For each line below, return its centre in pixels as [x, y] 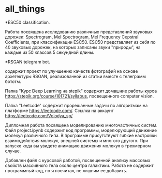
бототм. [13, 81]
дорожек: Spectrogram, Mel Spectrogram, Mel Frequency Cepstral [72, 37]
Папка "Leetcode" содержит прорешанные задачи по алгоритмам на [76, 105]
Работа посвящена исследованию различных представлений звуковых [79, 32]
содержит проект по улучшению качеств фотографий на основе [72, 71]
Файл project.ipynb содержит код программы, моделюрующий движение [81, 130]
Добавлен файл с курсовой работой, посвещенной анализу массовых [78, 160]
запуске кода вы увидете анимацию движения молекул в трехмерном [78, 146]
